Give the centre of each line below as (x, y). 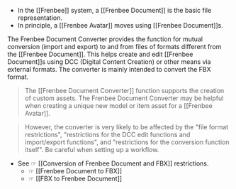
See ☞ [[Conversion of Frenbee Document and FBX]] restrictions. (113, 163)
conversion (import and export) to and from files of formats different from (114, 47)
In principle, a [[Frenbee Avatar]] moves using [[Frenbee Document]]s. (120, 25)
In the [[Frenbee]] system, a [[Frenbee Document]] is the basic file (114, 10)
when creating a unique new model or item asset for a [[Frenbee (118, 106)
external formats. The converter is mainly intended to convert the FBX (109, 69)
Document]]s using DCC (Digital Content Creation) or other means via (109, 62)
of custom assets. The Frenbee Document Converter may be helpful (124, 98)
